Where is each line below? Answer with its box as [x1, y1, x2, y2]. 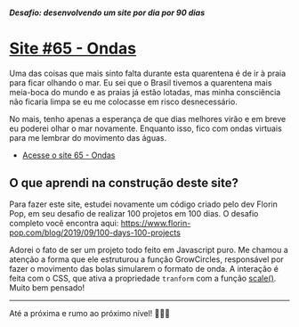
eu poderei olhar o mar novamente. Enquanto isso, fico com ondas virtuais [9, 123, 282, 134]
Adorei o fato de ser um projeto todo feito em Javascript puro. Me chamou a [9, 245, 288, 256]
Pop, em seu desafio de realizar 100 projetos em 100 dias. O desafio [9, 208, 259, 219]
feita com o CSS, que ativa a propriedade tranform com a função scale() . [9, 273, 277, 284]
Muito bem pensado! [9, 282, 85, 293]
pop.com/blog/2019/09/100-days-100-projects [9, 227, 181, 238]
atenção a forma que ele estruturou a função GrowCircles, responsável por [9, 254, 285, 265]
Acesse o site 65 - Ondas [21, 150, 116, 160]
